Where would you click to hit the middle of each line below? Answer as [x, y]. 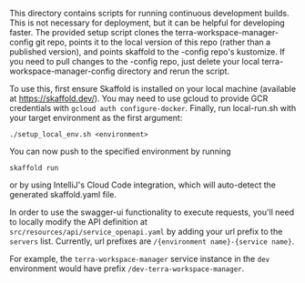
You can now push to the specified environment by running [120, 151]
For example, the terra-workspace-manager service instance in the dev [140, 259]
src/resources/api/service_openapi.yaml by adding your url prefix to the [146, 232]
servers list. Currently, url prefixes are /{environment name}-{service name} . [152, 241]
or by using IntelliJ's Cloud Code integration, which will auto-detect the [142, 185]
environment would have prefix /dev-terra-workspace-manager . [127, 268]
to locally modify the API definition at [79, 222]
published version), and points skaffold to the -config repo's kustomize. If [147, 52]
